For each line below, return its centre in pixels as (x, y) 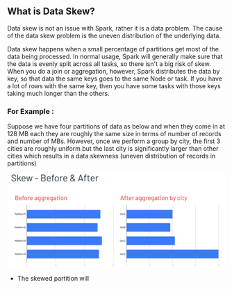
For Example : (31, 111)
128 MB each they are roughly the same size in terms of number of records (114, 134)
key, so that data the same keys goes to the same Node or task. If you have (115, 79)
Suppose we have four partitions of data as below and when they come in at (116, 126)
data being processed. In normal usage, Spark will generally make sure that (115, 56)
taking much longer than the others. (58, 93)
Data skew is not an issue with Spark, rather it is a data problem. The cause (115, 28)
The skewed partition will (53, 278)
